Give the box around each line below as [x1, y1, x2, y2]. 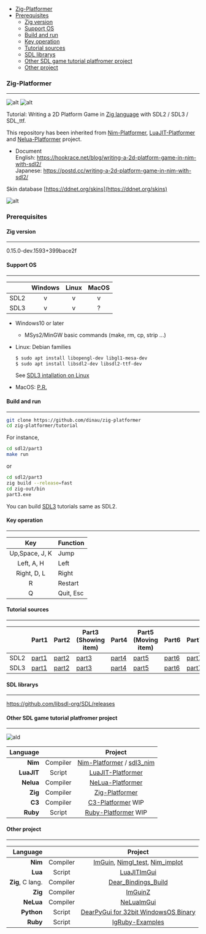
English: [15, 154, 36, 161]
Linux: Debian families [15, 343, 72, 350]
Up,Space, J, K [9, 549, 52, 557]
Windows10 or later [15, 319, 64, 327]
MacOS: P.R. [15, 383, 47, 391]
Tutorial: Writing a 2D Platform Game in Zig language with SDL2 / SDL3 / [6, 110, 189, 118]
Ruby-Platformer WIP [85, 808, 147, 817]
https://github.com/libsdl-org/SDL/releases [6, 700, 115, 708]
